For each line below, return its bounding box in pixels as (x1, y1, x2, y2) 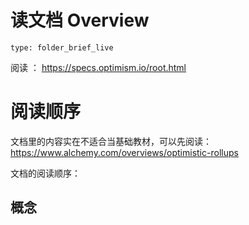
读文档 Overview (10, 9, 150, 32)
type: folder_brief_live (10, 42, 114, 53)
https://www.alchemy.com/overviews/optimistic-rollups (10, 146, 239, 158)
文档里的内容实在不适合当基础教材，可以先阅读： (10, 135, 212, 147)
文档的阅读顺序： (10, 167, 81, 179)
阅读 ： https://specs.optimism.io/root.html (10, 61, 187, 73)
